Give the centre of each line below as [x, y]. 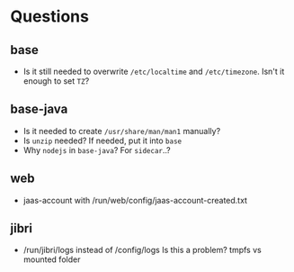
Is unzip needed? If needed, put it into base [102, 141]
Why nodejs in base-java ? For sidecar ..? [97, 150]
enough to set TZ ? [56, 81]
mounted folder [52, 259]
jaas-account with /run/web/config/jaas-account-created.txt [135, 200]
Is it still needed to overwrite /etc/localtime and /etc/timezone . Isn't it [154, 71]
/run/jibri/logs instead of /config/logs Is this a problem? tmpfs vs [142, 250]
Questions [49, 17]
